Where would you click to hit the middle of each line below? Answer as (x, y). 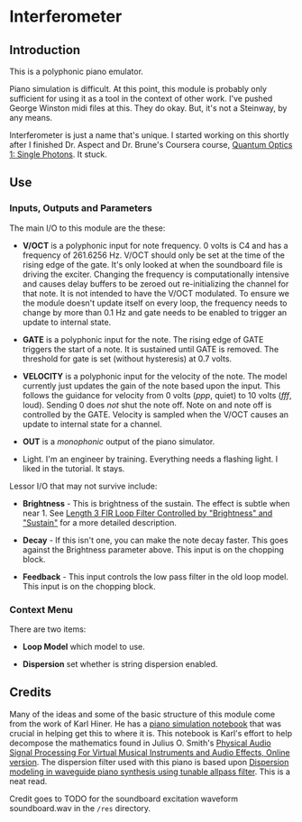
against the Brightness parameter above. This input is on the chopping (153, 549)
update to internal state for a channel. (92, 424)
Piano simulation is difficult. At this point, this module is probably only (138, 89)
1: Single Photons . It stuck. (58, 154)
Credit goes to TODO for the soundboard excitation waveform (124, 799)
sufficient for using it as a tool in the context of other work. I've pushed (141, 98)
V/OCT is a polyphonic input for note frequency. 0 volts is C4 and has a (155, 245)
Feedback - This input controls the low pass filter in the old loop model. (155, 576)
